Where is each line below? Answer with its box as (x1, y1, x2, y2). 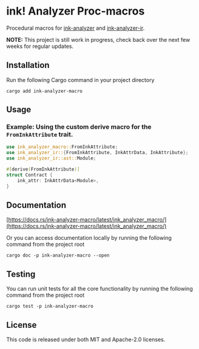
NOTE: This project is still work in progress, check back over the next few (6, 36, 191, 43)
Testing (6, 269, 36, 279)
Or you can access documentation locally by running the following (6, 234, 172, 242)
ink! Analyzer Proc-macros (6, 4, 145, 18)
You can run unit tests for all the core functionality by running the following (6, 285, 193, 293)
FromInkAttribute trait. (6, 130, 73, 139)
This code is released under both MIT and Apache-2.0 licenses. (6, 336, 166, 343)
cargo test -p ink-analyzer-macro (6, 303, 94, 310)
